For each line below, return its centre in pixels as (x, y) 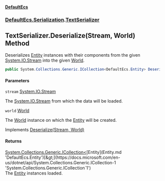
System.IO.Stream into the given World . (45, 60)
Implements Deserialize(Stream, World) (45, 130)
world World (17, 110)
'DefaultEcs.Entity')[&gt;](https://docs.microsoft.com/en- (63, 157)
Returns (14, 141)
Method (17, 43)
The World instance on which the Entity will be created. (61, 120)
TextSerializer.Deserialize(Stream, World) (70, 35)
